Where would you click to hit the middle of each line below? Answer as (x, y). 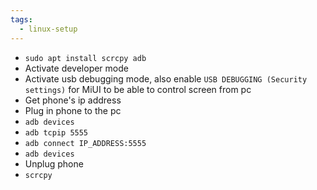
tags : (21, 19)
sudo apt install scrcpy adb (85, 58)
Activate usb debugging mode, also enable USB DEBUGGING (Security (166, 78)
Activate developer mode (76, 68)
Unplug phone (54, 163)
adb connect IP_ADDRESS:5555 (85, 143)
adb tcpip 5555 (56, 132)
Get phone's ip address (73, 100)
